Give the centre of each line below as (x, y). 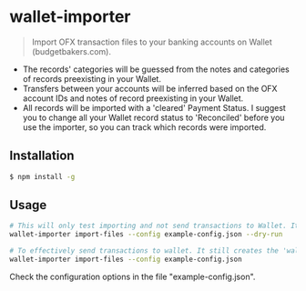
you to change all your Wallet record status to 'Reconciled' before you (153, 117)
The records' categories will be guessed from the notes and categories (156, 69)
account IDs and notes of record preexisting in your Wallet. (133, 98)
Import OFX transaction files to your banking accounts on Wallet (152, 42)
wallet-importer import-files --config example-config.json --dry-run (146, 235)
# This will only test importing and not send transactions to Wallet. (148, 226)
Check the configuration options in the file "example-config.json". (133, 276)
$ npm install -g (42, 176)
